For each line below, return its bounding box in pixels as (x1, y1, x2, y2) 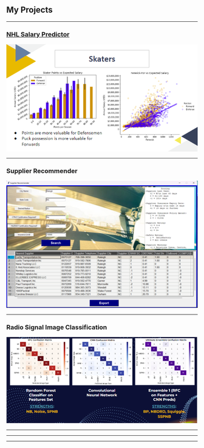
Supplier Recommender (6, 166, 78, 175)
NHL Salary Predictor (6, 30, 70, 38)
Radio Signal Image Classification (6, 323, 107, 331)
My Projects (6, 5, 53, 15)
